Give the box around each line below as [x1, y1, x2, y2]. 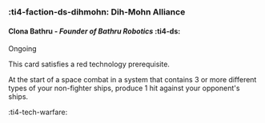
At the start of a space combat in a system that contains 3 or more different [8, 75, 257, 85]
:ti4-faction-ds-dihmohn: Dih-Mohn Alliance [8, 6, 186, 18]
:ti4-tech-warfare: [8, 107, 68, 117]
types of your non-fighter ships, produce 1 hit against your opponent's [8, 83, 240, 93]
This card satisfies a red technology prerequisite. [8, 59, 171, 69]
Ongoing [8, 44, 38, 54]
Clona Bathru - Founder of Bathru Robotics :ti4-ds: [8, 26, 181, 36]
